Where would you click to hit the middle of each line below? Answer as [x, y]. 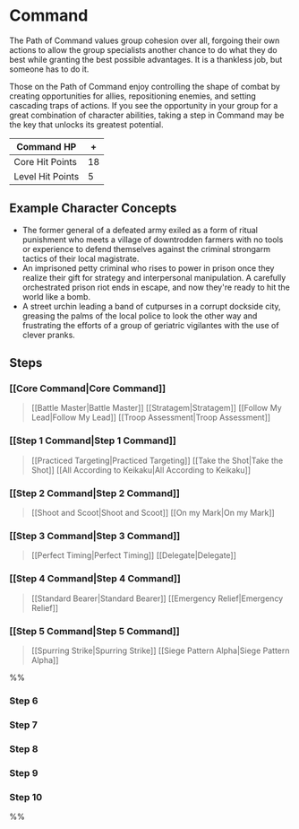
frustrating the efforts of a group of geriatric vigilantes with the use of [150, 325]
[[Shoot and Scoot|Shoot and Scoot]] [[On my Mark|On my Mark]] [153, 513]
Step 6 [24, 701]
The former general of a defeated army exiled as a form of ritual [140, 230]
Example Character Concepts [93, 209]
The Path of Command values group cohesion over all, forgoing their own [145, 40]
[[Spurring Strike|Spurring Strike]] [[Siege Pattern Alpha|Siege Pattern [160, 650]
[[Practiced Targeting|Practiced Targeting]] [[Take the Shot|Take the [157, 460]
